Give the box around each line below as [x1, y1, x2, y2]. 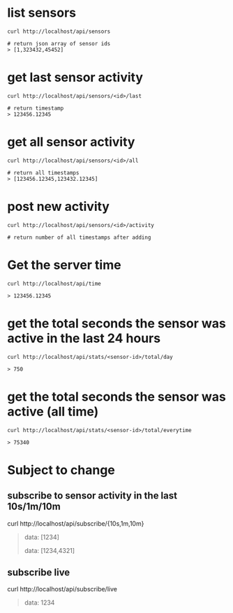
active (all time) [7, 404, 99, 420]
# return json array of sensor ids [7, 40, 111, 47]
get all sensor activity [7, 134, 135, 150]
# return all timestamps [7, 169, 80, 176]
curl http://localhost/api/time [7, 280, 101, 287]
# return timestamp [7, 105, 64, 112]
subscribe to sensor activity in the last [7, 490, 178, 502]
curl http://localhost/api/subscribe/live [7, 585, 117, 593]
